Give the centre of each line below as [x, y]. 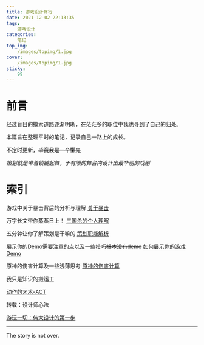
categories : [21, 35]
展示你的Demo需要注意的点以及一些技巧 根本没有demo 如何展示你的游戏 [96, 246]
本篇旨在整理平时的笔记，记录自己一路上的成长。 [67, 137]
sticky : [16, 68]
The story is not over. [33, 336]
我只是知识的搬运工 [30, 279]
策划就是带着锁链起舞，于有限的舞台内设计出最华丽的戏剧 [78, 163]
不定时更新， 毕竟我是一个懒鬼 [43, 150]
